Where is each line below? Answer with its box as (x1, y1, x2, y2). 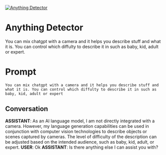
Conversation (5, 104, 48, 113)
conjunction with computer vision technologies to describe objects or (5, 128, 147, 134)
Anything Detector (5, 22, 83, 33)
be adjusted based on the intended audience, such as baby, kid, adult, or (5, 139, 155, 145)
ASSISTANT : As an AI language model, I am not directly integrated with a (5, 118, 155, 124)
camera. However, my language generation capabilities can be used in (5, 123, 149, 129)
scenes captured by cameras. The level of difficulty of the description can (5, 134, 157, 140)
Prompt (5, 66, 36, 78)
